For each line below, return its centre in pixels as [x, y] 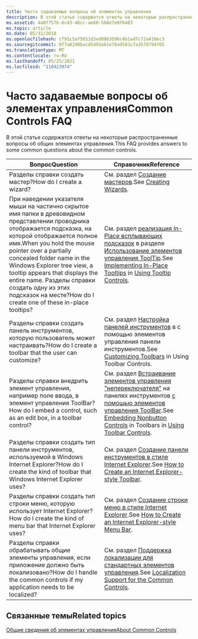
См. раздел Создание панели [146, 450]
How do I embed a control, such [53, 411]
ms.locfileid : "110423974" [39, 67]
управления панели [132, 342]
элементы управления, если [50, 558]
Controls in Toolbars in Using [144, 425]
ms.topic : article [29, 28]
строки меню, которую [42, 504]
